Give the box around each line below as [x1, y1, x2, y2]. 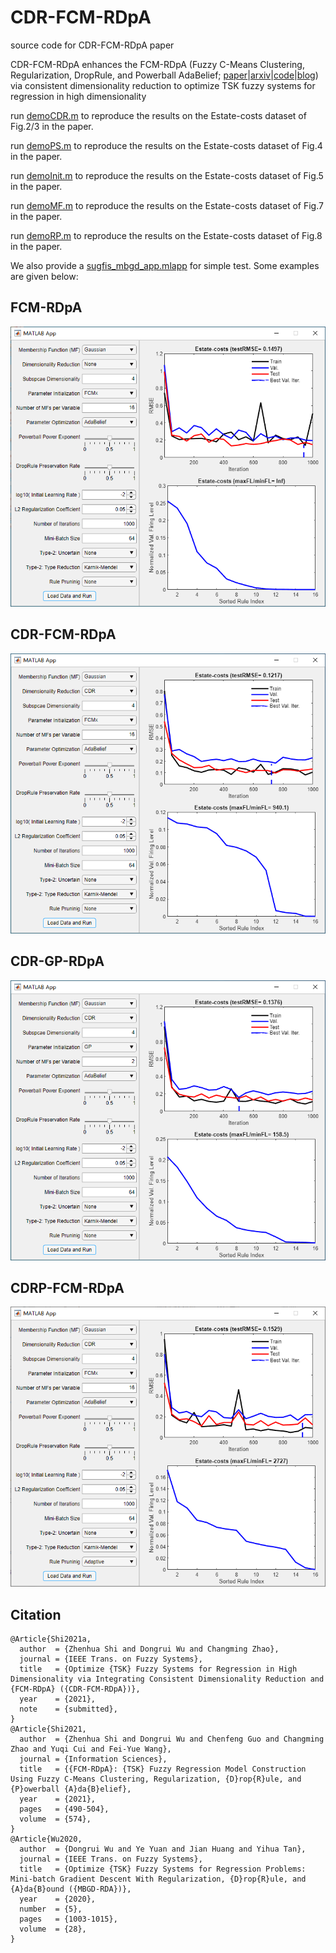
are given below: [10, 270, 79, 282]
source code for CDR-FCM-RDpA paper [10, 39, 175, 51]
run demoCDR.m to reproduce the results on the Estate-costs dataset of [10, 109, 307, 121]
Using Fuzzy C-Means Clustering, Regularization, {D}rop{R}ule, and [10, 1774, 302, 1785]
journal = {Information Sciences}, [19, 1754, 168, 1765]
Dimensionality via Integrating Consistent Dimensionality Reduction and [10, 1674, 325, 1685]
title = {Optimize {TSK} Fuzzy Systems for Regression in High [19, 1664, 298, 1675]
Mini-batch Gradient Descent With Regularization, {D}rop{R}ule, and [10, 1874, 307, 1885]
